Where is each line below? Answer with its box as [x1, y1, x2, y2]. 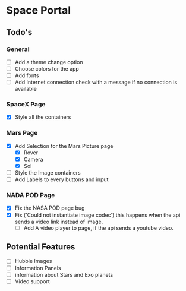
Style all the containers [14, 113, 71, 121]
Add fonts [14, 72, 39, 79]
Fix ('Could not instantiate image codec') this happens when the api [14, 211, 181, 219]
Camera [23, 156, 43, 163]
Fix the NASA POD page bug [14, 204, 85, 211]
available [14, 86, 37, 93]
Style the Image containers [14, 169, 81, 176]
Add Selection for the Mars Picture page [14, 142, 114, 149]
